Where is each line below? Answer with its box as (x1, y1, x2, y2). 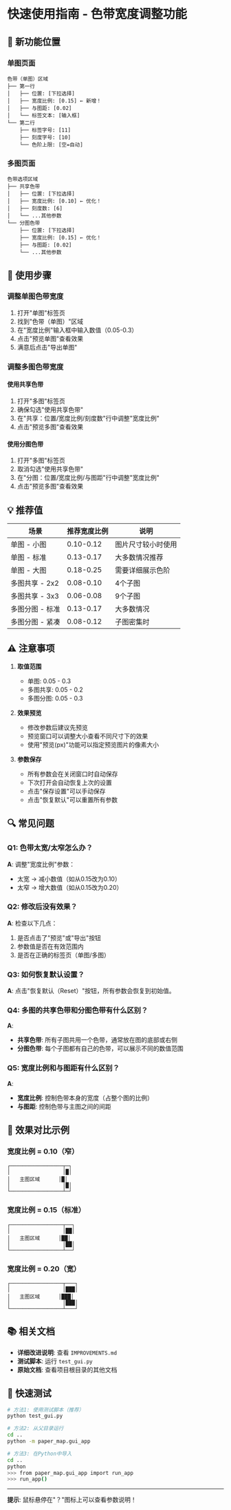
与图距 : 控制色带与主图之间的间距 (16, 1102, 111, 1110)
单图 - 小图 (10, 540, 47, 549)
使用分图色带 (7, 440, 43, 448)
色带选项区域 (7, 176, 38, 183)
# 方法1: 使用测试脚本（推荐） (7, 1406, 85, 1413)
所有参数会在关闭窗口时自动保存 (27, 769, 118, 778)
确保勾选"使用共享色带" (16, 405, 84, 414)
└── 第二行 (7, 119, 36, 126)
